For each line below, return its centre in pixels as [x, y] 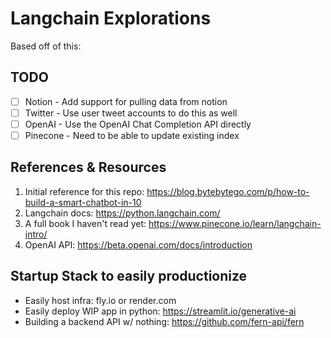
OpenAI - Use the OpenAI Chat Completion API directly [138, 124]
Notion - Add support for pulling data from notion [126, 101]
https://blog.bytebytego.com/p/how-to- [228, 191]
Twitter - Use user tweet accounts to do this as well [131, 113]
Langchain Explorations [111, 18]
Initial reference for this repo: [84, 191]
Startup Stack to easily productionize [129, 276]
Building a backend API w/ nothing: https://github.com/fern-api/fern [164, 321]
